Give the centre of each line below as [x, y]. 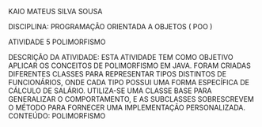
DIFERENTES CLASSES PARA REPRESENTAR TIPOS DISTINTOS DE [118, 74]
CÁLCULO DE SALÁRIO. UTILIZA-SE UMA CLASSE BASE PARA [110, 91]
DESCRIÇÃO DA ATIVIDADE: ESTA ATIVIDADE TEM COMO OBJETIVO [121, 57]
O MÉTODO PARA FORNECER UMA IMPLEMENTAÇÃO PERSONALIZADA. [127, 107]
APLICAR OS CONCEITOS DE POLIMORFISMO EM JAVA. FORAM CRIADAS [129, 65]
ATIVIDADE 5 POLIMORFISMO [57, 42]
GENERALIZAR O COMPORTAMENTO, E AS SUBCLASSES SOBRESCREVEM [131, 99]
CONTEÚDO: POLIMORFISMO [57, 116]
